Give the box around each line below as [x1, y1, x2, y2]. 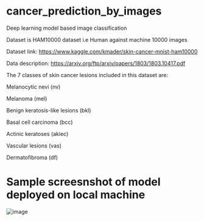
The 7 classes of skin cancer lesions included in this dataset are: [6, 71, 169, 78]
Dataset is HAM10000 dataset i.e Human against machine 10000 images [6, 36, 188, 43]
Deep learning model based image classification [6, 24, 127, 32]
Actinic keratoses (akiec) [6, 130, 69, 137]
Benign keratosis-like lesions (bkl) [6, 106, 91, 114]
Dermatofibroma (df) [6, 154, 58, 161]
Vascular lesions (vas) [6, 141, 62, 149]
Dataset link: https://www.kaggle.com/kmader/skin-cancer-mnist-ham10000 [6, 47, 198, 55]
